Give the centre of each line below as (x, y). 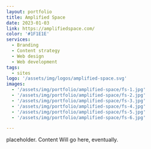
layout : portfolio (29, 12)
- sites (21, 73)
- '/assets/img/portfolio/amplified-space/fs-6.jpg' (79, 117)
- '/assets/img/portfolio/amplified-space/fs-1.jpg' (79, 90)
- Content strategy (36, 51)
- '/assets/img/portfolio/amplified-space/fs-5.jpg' (79, 112)
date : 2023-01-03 (28, 23)
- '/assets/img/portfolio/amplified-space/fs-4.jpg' (79, 106)
